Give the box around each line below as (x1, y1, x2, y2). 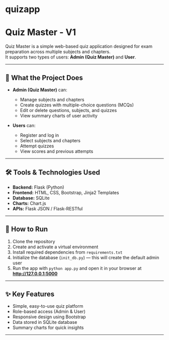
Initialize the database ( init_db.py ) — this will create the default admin (12, 254, 159, 260)
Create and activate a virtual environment (12, 244, 99, 250)
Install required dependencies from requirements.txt (12, 249, 123, 255)
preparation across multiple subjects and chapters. (5, 49, 111, 55)
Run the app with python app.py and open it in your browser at (12, 265, 142, 271)
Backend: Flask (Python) (12, 184, 64, 190)
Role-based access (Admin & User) (12, 309, 86, 315)
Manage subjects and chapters (20, 96, 84, 102)
